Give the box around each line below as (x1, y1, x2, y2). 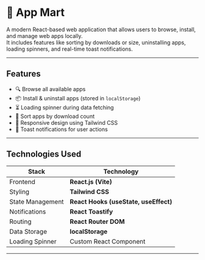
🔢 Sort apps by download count (15, 113, 95, 120)
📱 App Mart (6, 6, 65, 20)
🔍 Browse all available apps (15, 85, 86, 92)
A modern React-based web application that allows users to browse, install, (6, 26, 196, 33)
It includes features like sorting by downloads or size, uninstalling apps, (6, 39, 186, 46)
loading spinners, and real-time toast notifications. (6, 45, 133, 53)
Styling (9, 187, 29, 196)
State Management (9, 197, 64, 206)
